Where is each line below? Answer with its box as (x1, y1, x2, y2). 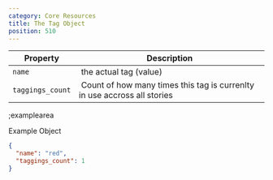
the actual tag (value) (80, 66, 162, 78)
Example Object (8, 126, 62, 136)
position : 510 (8, 27, 57, 35)
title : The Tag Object (8, 19, 85, 28)
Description (146, 53, 193, 64)
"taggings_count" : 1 (15, 157, 85, 165)
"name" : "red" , (15, 149, 67, 158)
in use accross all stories (78, 90, 173, 101)
